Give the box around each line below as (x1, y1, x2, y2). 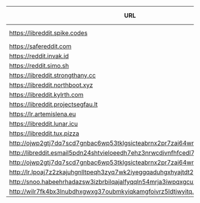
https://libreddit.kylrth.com (9, 90, 84, 99)
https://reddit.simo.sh (9, 62, 70, 70)
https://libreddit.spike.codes (9, 29, 88, 37)
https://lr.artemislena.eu (9, 110, 76, 118)
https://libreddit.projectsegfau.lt (9, 101, 98, 108)
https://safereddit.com (9, 42, 72, 50)
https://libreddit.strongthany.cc (9, 71, 96, 79)
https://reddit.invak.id (9, 52, 69, 60)
